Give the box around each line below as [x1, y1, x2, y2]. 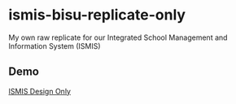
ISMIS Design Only [8, 86, 72, 96]
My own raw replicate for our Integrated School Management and [8, 32, 228, 42]
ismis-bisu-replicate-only [8, 6, 186, 24]
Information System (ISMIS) [8, 41, 101, 50]
